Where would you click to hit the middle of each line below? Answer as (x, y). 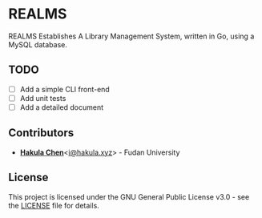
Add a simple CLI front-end (64, 89)
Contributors (41, 133)
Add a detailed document (62, 107)
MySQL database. (38, 44)
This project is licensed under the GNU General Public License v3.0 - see (129, 196)
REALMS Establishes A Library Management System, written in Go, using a (131, 36)
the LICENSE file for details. (54, 205)
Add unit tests (43, 98)
